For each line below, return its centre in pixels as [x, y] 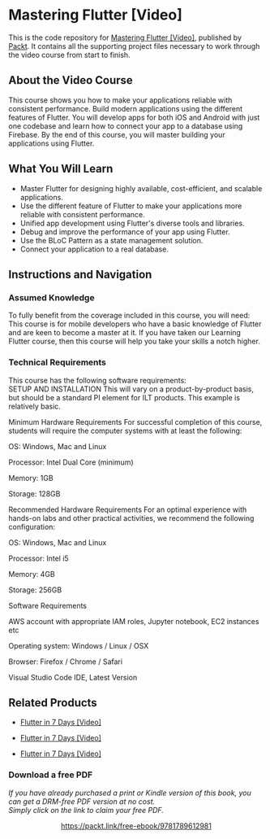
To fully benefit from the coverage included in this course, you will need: [129, 316]
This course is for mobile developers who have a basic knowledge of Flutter [135, 324]
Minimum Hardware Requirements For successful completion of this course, [135, 422]
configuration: [32, 527]
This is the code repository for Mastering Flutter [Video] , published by [125, 37]
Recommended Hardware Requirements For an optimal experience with [128, 509]
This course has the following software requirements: [97, 380]
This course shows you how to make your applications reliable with [120, 100]
